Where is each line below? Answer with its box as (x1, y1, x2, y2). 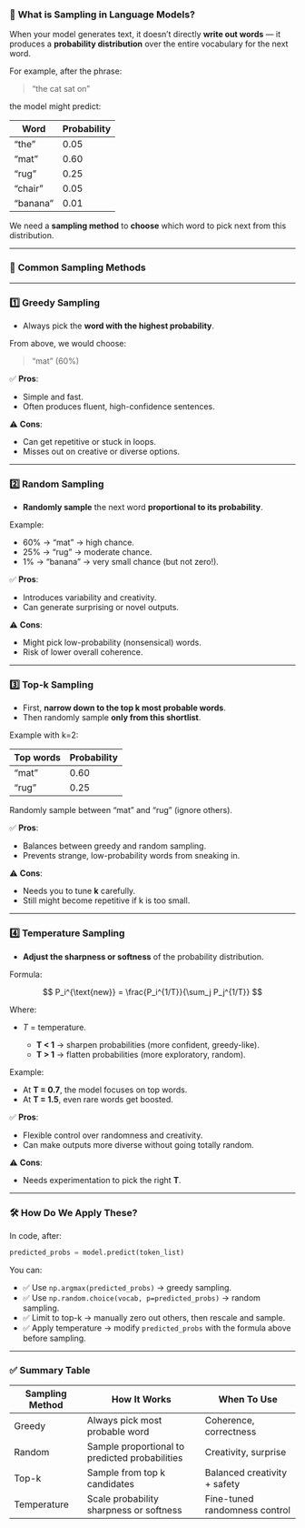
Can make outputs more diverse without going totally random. (22, 1139, 254, 1150)
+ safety (204, 1478, 241, 1491)
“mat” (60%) (31, 355, 80, 367)
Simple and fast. (22, 391, 84, 402)
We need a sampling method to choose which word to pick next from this (9, 220, 287, 231)
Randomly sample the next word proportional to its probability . (22, 502, 263, 513)
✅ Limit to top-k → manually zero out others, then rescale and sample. (22, 1312, 286, 1322)
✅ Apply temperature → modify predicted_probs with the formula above (22, 1322, 291, 1333)
